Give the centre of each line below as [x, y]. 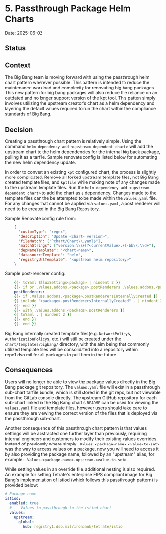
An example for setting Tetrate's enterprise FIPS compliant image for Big [79, 475]
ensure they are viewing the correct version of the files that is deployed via [81, 413]
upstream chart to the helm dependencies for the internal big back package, [83, 152]
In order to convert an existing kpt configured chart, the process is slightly [81, 172]
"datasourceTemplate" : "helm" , [50, 255]
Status [16, 48]
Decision [19, 129]
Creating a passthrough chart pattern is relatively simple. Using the [73, 141]
